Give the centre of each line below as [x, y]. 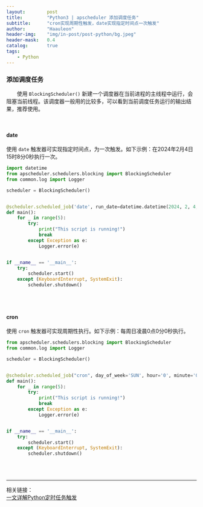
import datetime [27, 168]
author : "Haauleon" [40, 29]
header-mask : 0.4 [31, 40]
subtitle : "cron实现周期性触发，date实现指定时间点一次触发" [83, 23]
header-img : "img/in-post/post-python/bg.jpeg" [71, 35]
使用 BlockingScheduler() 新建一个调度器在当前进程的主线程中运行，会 [105, 93]
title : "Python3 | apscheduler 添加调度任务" [72, 18]
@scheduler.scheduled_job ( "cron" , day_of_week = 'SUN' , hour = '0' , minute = [100, 375]
